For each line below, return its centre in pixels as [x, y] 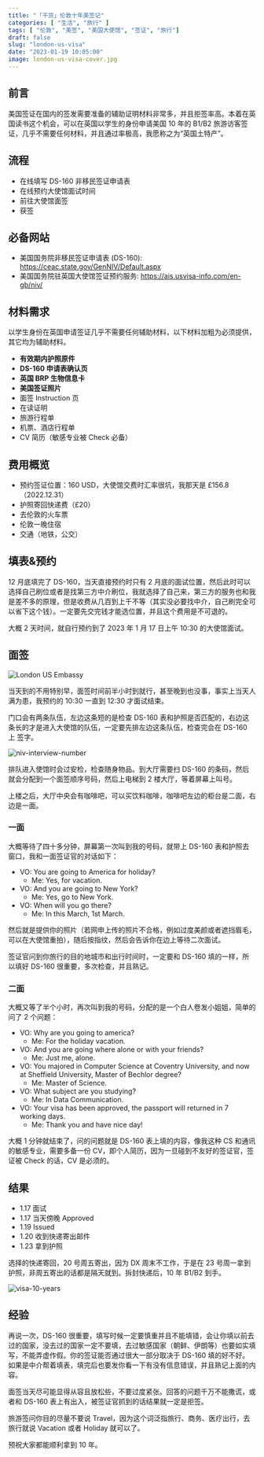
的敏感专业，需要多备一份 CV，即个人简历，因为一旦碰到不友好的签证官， [128, 1151]
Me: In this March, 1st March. [78, 913]
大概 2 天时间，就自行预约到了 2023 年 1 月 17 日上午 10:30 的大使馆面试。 [128, 628]
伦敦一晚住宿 [40, 524]
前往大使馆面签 [44, 201]
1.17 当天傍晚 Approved [57, 1218]
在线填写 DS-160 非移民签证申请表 [75, 181]
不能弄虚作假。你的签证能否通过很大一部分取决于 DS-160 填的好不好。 [136, 1355]
